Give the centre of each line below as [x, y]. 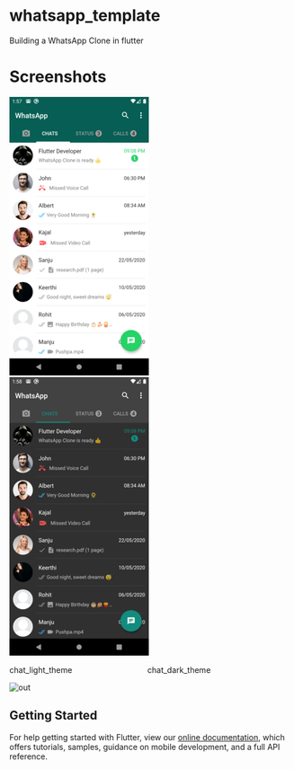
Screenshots [58, 77]
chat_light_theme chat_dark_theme [110, 669]
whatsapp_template [85, 16]
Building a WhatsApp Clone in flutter [76, 40]
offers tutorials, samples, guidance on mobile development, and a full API [145, 747]
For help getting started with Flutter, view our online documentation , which [147, 737]
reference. [28, 756]
